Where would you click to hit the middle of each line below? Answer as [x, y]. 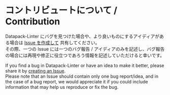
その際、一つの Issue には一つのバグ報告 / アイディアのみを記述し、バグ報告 [85, 49]
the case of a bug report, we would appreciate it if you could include [77, 81]
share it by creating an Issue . [36, 71]
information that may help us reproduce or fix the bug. [62, 87]
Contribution [33, 22]
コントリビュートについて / [61, 10]
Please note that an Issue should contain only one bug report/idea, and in [82, 76]
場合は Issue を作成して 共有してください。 [55, 42]
